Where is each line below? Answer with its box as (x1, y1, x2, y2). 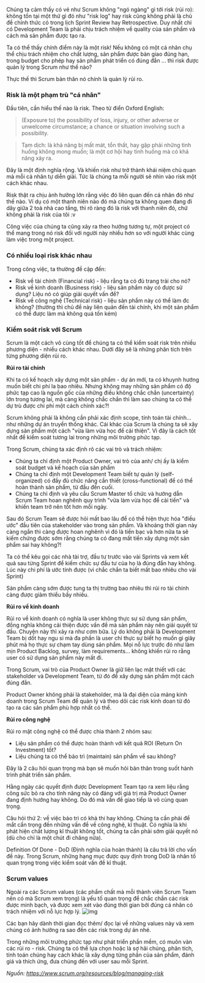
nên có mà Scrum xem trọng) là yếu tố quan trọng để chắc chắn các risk (6, 895, 188, 903)
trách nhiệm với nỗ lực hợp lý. (6, 908, 81, 915)
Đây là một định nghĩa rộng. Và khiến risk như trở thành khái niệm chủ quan (6, 166, 196, 174)
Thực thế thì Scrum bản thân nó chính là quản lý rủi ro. (6, 76, 144, 82)
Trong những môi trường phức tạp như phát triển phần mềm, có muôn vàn (6, 938, 193, 946)
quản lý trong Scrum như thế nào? (6, 63, 92, 71)
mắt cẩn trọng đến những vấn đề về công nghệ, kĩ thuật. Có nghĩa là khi (6, 821, 187, 828)
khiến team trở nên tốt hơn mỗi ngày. (15, 503, 108, 510)
